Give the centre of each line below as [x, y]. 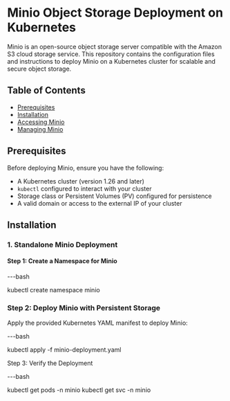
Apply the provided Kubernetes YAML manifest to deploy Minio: [97, 323]
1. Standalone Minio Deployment [63, 244]
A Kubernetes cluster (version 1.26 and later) [81, 181]
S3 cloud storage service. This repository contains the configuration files [111, 54]
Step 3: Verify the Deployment [50, 363]
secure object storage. [39, 69]
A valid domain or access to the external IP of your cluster [99, 203]
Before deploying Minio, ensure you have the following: [86, 168]
